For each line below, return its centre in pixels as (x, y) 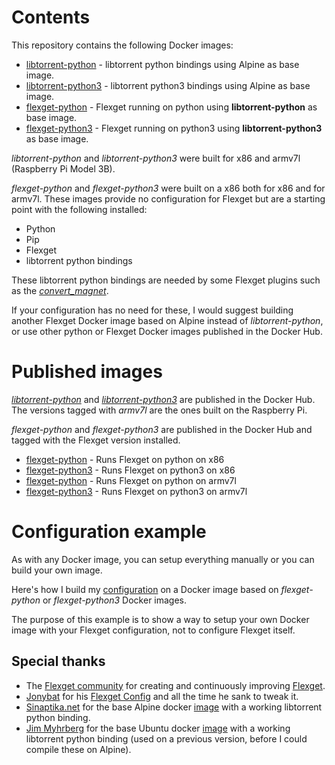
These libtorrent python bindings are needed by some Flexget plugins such (166, 280)
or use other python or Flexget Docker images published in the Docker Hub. (167, 331)
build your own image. (57, 570)
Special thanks (58, 661)
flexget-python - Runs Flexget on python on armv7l (131, 480)
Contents (51, 17)
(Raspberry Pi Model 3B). (63, 168)
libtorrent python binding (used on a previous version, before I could (166, 738)
